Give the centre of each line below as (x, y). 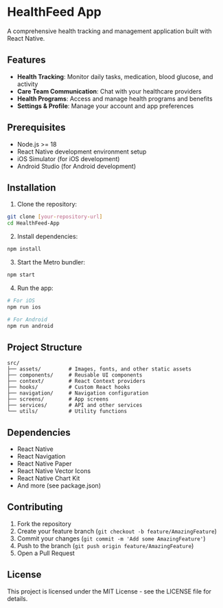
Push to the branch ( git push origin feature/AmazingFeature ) (105, 545)
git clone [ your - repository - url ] (55, 217)
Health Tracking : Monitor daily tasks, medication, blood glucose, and (115, 76)
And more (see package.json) (59, 485)
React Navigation (41, 456)
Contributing (35, 507)
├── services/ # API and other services (75, 406)
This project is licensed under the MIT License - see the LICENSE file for (109, 591)
